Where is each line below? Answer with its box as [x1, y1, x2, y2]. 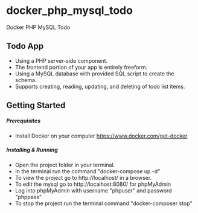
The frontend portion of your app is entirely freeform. [14, 63, 148, 71]
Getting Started [6, 100, 66, 110]
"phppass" [14, 194, 42, 201]
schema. [14, 76, 37, 83]
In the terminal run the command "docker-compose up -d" [14, 168, 161, 175]
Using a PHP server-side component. [14, 57, 108, 64]
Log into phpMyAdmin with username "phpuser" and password [14, 187, 172, 194]
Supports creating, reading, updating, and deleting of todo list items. [14, 83, 185, 90]
